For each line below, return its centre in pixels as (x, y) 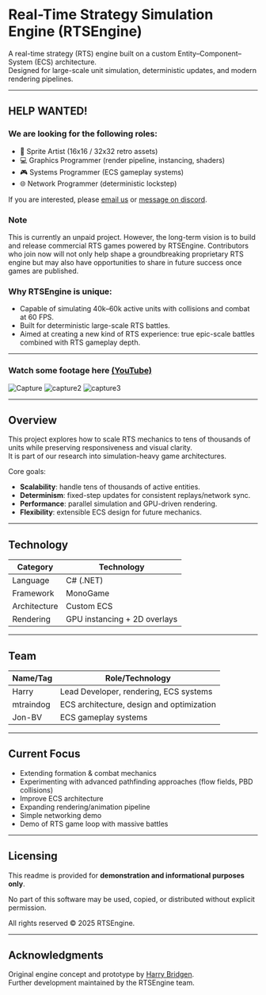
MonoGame (87, 593)
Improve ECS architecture (62, 798)
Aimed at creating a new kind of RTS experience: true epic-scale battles (137, 334)
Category (35, 567)
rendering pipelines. (41, 79)
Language (31, 580)
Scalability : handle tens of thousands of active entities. (110, 487)
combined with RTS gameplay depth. (80, 342)
